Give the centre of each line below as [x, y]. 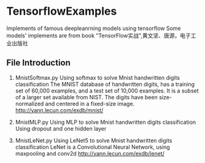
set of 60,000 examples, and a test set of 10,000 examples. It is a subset [107, 91]
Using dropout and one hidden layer [61, 128]
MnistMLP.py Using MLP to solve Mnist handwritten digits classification [106, 122]
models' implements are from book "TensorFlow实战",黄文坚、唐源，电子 [99, 36]
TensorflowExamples [62, 11]
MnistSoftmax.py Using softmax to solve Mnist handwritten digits [97, 77]
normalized [29, 104]
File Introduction [38, 63]
